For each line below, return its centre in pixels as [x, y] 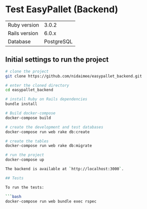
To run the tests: [25, 187]
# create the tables [27, 141]
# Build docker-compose [31, 113]
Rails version [23, 33]
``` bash [13, 197]
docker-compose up [25, 160]
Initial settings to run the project [57, 60]
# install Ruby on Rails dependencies [46, 99]
